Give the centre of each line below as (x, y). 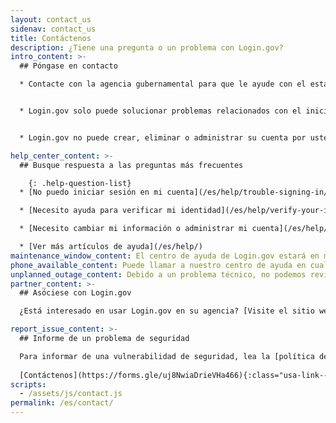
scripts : (28, 384)
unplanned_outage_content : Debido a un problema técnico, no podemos (158, 274)
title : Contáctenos (51, 38)
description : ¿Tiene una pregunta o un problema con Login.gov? (147, 47)
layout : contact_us (51, 19)
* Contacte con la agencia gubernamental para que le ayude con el (163, 84)
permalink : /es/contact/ (62, 403)
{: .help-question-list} (80, 183)
